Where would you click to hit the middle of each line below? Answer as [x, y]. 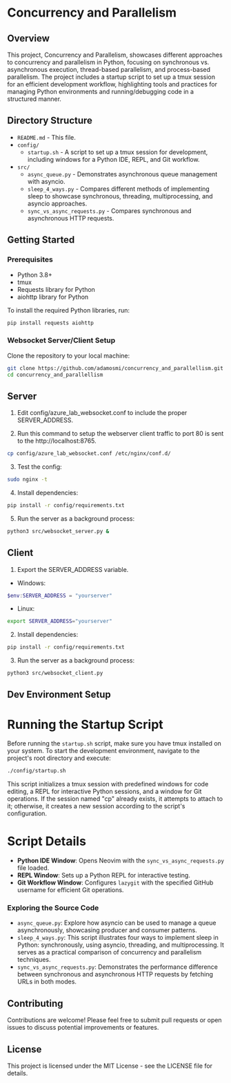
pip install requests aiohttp [51, 323]
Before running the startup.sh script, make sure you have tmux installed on [114, 743]
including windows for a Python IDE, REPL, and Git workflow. [113, 159]
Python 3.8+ [35, 275]
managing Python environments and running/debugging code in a [101, 92]
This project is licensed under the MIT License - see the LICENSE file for [110, 1066]
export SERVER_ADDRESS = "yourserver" [60, 621]
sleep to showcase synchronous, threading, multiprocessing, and [120, 196]
